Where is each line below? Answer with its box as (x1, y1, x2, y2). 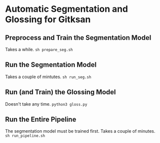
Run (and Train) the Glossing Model (5, 88, 116, 96)
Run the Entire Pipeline (5, 115, 77, 124)
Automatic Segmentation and (5, 3, 128, 15)
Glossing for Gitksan (5, 14, 91, 25)
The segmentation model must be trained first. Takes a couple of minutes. (5, 128, 156, 134)
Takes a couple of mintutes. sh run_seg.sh (5, 74, 91, 80)
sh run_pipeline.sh (5, 134, 45, 139)
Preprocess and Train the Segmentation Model (5, 33, 152, 42)
